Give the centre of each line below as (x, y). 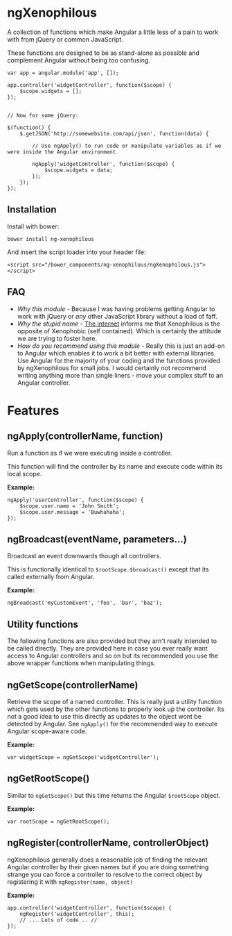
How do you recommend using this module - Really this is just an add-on (121, 346)
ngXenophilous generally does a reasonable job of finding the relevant (107, 860)
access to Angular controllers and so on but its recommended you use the (113, 656)
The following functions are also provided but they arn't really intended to (112, 641)
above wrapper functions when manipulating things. (81, 663)
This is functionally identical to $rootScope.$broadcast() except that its (108, 569)
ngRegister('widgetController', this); (77, 914)
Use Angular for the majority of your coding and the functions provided (118, 360)
